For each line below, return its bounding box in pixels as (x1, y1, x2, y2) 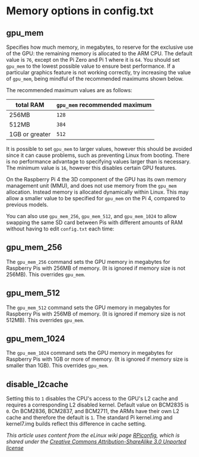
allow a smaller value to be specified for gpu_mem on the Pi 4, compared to (6, 195, 185, 201)
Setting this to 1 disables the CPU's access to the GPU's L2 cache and (6, 395, 178, 402)
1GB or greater (9, 130, 51, 138)
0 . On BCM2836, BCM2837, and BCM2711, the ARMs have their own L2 (6, 408, 179, 415)
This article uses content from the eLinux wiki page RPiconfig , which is (6, 432, 180, 439)
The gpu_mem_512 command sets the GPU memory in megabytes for (6, 304, 170, 311)
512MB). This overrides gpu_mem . (6, 316, 84, 323)
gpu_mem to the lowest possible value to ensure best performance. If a (6, 62, 175, 70)
